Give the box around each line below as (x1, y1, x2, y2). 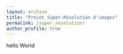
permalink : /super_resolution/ (6, 20, 85, 26)
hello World (6, 42, 35, 49)
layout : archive (6, 8, 47, 15)
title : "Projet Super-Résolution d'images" (6, 14, 118, 20)
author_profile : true (6, 25, 61, 32)
